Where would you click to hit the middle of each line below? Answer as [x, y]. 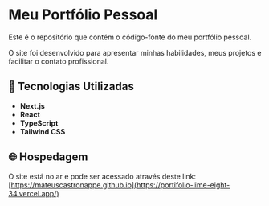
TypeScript [39, 123]
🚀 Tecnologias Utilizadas [71, 87]
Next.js [33, 105]
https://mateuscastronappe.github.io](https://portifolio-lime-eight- [120, 185]
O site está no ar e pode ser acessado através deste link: [102, 176]
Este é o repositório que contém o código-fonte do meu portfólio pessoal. [130, 37]
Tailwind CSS [43, 131]
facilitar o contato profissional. [59, 61]
